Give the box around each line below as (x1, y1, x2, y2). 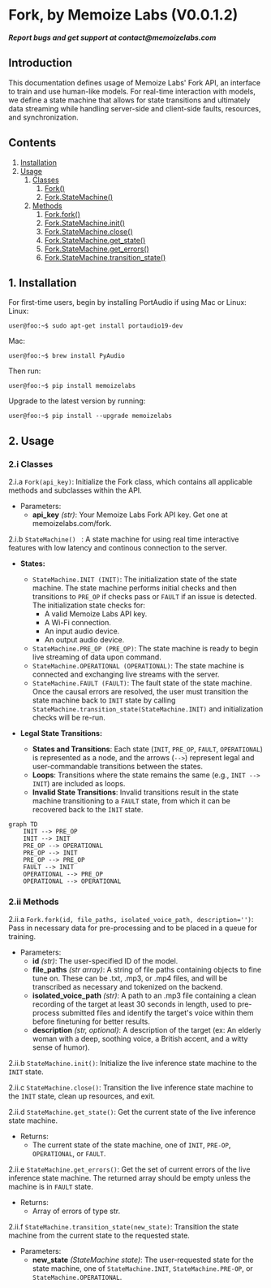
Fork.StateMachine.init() (44, 218, 126, 228)
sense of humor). (32, 1042, 91, 1052)
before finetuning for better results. (32, 1016, 150, 1026)
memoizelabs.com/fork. (32, 519, 112, 529)
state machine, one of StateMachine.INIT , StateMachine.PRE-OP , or (32, 1264, 253, 1273)
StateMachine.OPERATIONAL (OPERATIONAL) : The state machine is (32, 661, 245, 671)
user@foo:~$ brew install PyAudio (8, 352, 126, 360)
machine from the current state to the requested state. (8, 1230, 191, 1241)
